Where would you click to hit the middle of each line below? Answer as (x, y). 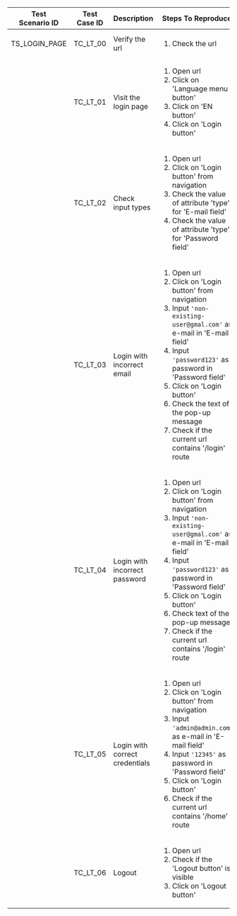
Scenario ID (39, 23)
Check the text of (200, 404)
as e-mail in (192, 737)
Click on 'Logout (199, 886)
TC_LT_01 (90, 102)
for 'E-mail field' (199, 212)
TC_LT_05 (90, 754)
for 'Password (195, 238)
